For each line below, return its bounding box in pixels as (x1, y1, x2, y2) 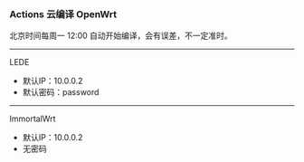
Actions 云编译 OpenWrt (9, 7, 118, 20)
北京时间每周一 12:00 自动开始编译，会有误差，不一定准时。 (9, 30, 233, 42)
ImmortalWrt (9, 113, 56, 124)
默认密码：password (22, 87, 100, 98)
